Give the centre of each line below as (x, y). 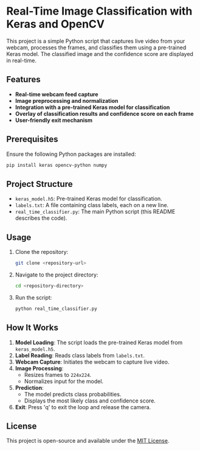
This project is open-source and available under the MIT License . (88, 441)
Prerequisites (32, 139)
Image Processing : (39, 368)
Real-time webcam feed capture (57, 94)
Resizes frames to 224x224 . (58, 374)
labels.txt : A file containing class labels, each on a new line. (92, 205)
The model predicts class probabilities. (73, 394)
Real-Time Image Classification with (99, 11)
